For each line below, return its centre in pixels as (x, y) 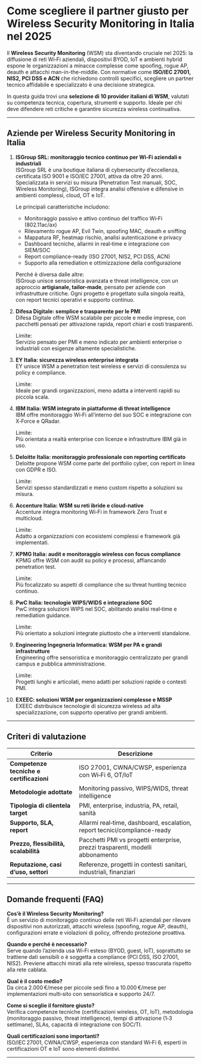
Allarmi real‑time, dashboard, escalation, (135, 823)
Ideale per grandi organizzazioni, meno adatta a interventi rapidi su (98, 390)
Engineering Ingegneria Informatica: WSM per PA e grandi (89, 645)
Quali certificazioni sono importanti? (53, 1036)
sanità (87, 812)
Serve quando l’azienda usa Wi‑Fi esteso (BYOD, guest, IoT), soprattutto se (99, 950)
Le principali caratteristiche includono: (62, 207)
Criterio (41, 753)
